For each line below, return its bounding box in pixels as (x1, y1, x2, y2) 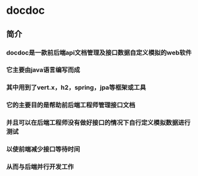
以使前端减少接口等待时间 (6, 145, 80, 153)
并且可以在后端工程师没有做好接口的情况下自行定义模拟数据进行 (6, 119, 191, 127)
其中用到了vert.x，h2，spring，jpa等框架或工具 (6, 83, 146, 92)
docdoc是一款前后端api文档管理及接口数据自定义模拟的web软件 (6, 48, 192, 57)
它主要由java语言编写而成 (6, 66, 80, 74)
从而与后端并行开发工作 (6, 163, 74, 171)
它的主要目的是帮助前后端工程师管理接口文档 (6, 101, 136, 110)
